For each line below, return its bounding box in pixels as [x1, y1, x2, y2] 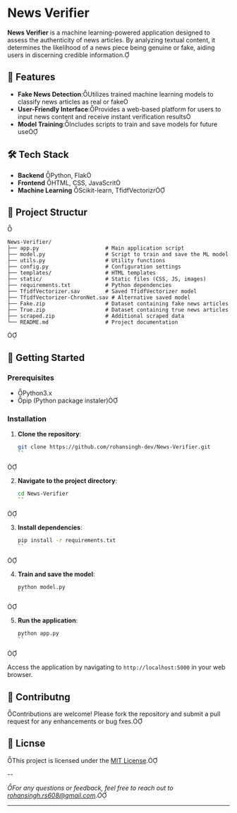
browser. [7, 671, 33, 679]
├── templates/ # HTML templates [7, 269, 157, 276]
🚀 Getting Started [7, 351, 85, 364]
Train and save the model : [17, 570, 95, 578]
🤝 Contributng [7, 691, 71, 703]
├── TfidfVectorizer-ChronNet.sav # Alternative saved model [7, 294, 191, 301]
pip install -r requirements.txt [17, 537, 116, 544]
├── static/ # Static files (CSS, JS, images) [7, 276, 207, 283]
